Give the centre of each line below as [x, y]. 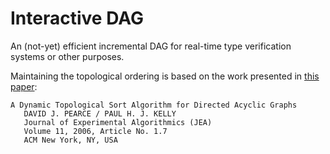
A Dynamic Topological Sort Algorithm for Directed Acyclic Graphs [154, 105]
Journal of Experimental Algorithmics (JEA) [118, 122]
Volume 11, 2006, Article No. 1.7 [95, 131]
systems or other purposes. [67, 56]
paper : [24, 86]
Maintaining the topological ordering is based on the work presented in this [165, 76]
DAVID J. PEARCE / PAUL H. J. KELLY [100, 113]
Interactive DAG [77, 18]
